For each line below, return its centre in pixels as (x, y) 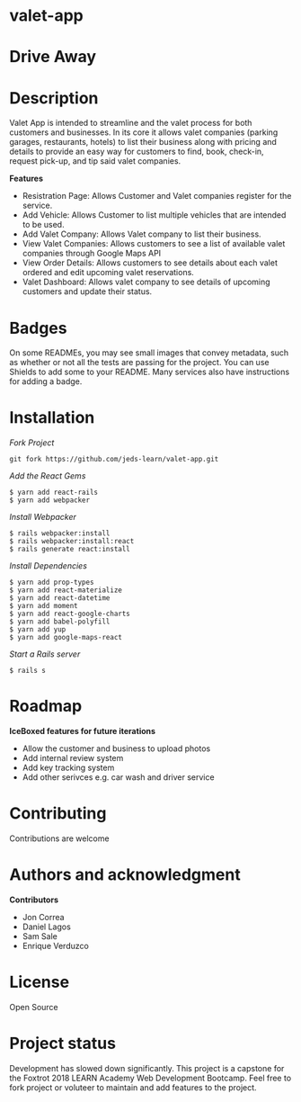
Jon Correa (43, 917)
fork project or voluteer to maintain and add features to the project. (133, 1087)
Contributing (58, 814)
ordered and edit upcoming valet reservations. (108, 273)
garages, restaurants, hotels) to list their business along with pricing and (143, 142)
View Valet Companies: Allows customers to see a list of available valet (154, 244)
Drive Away (53, 57)
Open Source (34, 1007)
